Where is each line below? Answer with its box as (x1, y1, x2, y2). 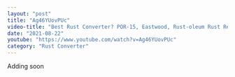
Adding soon (7, 62, 44, 70)
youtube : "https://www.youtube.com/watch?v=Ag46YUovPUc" (7, 36, 177, 43)
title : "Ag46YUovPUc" (7, 17, 71, 24)
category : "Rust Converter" (7, 43, 90, 50)
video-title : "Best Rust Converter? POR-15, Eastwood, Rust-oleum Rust (7, 23, 220, 30)
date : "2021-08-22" (7, 29, 64, 37)
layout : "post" (7, 10, 52, 17)
